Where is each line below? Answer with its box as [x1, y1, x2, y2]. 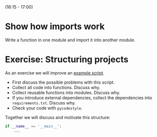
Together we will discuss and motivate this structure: [5, 114, 110, 120]
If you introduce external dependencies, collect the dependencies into [12, 94, 153, 101]
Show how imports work [5, 21, 105, 32]
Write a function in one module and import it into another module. [5, 37, 136, 43]
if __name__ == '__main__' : [5, 123, 62, 129]
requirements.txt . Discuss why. [12, 100, 76, 106]
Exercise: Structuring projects [5, 54, 128, 65]
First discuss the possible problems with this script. [12, 79, 115, 85]
